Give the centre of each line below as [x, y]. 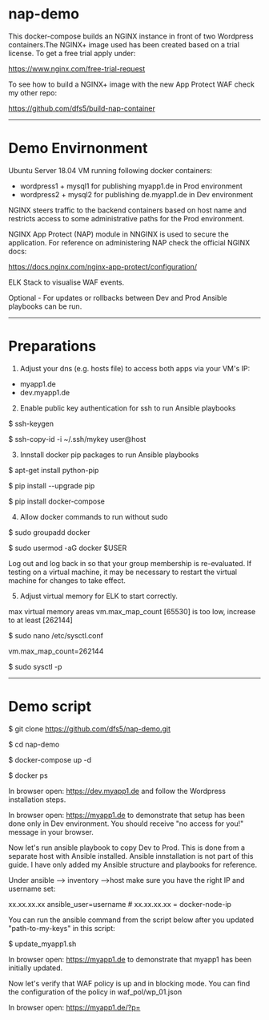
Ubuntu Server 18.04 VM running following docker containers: [110, 170]
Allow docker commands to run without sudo [94, 516]
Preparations [52, 346]
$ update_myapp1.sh [42, 944]
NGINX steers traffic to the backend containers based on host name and [127, 210]
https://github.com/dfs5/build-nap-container [82, 108]
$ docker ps [28, 775]
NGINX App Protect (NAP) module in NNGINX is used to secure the [119, 234]
